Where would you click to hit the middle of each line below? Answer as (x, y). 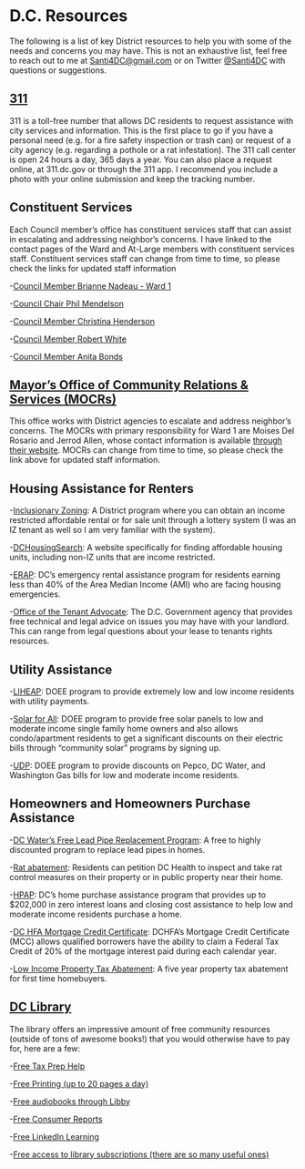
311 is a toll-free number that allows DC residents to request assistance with (152, 120)
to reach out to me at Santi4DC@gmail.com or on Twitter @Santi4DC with (147, 60)
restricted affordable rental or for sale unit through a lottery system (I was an (153, 520)
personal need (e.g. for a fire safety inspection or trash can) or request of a (150, 140)
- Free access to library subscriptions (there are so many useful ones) (139, 1154)
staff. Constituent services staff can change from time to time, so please (145, 258)
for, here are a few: (45, 1048)
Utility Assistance (61, 669)
